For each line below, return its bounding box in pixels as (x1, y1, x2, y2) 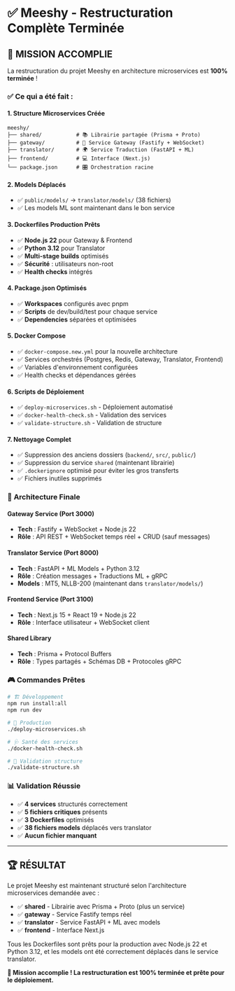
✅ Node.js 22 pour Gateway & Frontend (17, 236, 133, 244)
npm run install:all (7, 700, 68, 707)
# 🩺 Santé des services (7, 738, 79, 745)
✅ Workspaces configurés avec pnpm (17, 299, 129, 307)
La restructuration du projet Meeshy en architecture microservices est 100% (7, 67, 228, 75)
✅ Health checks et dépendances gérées (17, 370, 136, 379)
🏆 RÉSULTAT (7, 859, 66, 871)
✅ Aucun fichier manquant (17, 831, 97, 840)
